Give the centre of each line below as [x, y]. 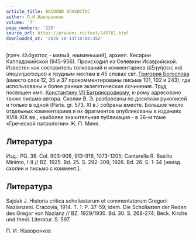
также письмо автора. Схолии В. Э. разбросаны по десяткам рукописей [97, 99]
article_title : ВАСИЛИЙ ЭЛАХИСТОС [48, 11]
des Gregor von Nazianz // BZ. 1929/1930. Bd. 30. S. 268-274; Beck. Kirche [97, 213]
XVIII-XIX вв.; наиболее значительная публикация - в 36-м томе [86, 117]
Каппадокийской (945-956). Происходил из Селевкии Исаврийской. [92, 61]
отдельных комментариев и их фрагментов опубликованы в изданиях [94, 111]
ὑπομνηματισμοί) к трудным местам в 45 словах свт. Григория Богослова [98, 74]
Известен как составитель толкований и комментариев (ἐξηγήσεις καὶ [94, 67]
